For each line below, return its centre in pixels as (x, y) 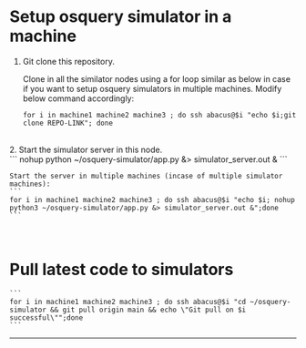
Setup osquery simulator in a (121, 17)
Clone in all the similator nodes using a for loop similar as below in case (157, 78)
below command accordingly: (78, 98)
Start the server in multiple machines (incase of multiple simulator (146, 176)
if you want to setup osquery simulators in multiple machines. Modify (152, 88)
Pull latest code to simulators (122, 270)
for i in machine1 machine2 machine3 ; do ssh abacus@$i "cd (128, 302)
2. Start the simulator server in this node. (86, 149)
